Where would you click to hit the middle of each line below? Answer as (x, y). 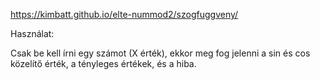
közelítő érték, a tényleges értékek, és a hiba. (103, 63)
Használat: (32, 33)
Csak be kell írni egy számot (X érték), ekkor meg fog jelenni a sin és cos (160, 53)
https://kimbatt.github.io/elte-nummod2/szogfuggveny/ (124, 14)
